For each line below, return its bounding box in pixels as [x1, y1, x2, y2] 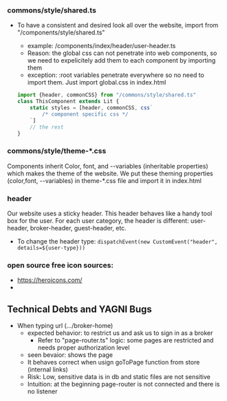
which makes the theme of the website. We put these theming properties [7, 169, 213, 177]
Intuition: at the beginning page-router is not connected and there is [27, 380, 220, 389]
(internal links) [27, 365, 69, 373]
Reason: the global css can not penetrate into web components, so [27, 49, 217, 57]
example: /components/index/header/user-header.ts [27, 42, 176, 50]
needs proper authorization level [37, 343, 130, 352]
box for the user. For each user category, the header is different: [7, 217, 189, 225]
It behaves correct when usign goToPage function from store [27, 358, 200, 367]
